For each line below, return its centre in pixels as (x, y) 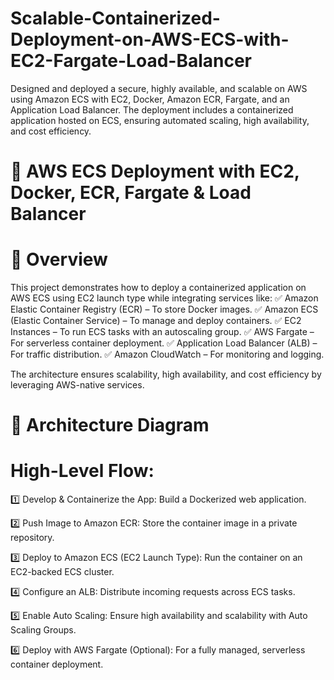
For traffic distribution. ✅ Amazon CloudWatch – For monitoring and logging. (167, 354)
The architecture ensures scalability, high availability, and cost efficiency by (166, 374)
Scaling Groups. (43, 630)
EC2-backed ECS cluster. (62, 572)
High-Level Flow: (82, 471)
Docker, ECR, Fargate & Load (131, 193)
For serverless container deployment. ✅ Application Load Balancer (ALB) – (164, 343)
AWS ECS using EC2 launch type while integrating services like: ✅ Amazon (164, 298)
